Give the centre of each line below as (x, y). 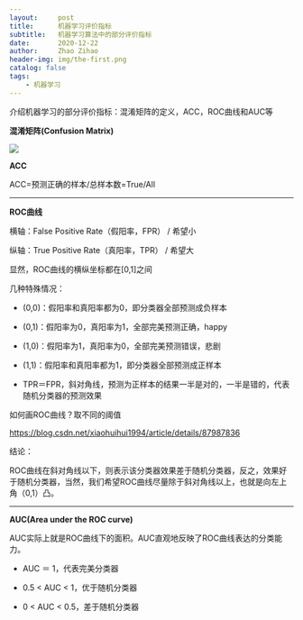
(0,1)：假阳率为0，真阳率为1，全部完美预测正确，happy (125, 326)
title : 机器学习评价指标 (61, 26)
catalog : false (38, 68)
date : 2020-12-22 (54, 43)
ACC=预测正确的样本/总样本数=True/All (83, 184)
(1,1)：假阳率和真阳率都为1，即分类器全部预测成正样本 (122, 365)
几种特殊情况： (37, 288)
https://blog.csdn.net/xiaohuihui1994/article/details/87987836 (125, 433)
